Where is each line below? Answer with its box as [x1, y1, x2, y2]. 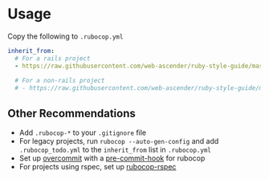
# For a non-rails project [14, 77, 105, 85]
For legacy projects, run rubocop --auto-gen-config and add [18, 136, 219, 145]
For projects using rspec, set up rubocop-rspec [18, 162, 177, 171]
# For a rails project [14, 54, 91, 63]
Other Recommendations [7, 106, 136, 120]
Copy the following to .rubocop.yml [7, 31, 124, 41]
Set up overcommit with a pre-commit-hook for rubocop [18, 153, 206, 163]
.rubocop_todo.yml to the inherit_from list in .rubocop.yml [18, 145, 212, 154]
